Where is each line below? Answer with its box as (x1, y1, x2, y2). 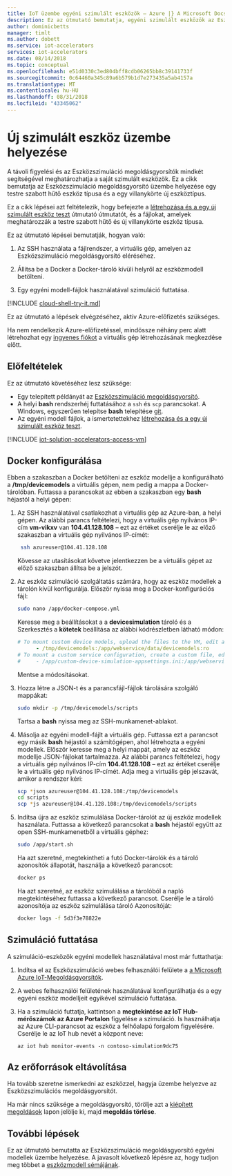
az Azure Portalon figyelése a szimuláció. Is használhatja (57, 1014, 220, 1023)
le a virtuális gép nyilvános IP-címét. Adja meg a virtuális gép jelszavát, (17, 767, 220, 775)
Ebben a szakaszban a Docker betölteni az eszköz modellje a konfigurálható (7, 473, 224, 482)
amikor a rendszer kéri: (17, 775, 83, 783)
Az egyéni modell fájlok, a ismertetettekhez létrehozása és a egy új (17, 414, 208, 422)
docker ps (17, 875, 46, 882)
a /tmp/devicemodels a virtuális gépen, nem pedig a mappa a (7, 481, 184, 489)
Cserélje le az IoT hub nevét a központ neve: (17, 1029, 144, 1037)
